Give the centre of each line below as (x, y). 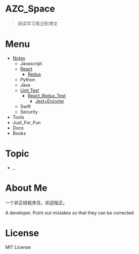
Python (28, 79)
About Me (26, 188)
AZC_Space (30, 9)
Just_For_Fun (27, 122)
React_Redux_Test (47, 95)
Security (29, 112)
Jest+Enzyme (50, 101)
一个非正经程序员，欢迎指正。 (36, 202)
